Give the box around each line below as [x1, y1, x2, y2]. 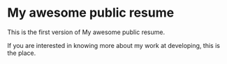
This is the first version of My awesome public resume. [7, 28, 166, 36]
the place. [7, 49, 36, 57]
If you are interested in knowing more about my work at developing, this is [7, 41, 220, 49]
